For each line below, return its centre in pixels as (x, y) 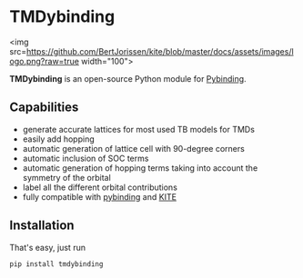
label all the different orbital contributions (100, 187)
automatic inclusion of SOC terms (86, 158)
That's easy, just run (48, 247)
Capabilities (44, 108)
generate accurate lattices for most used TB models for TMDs (138, 129)
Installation (42, 226)
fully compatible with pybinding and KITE (100, 196)
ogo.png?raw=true (45, 61)
